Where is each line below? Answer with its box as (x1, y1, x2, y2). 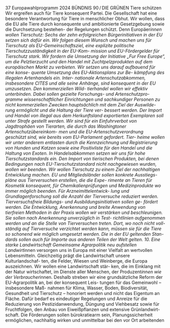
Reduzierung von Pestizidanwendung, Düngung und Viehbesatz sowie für (5, 301, 160, 307)
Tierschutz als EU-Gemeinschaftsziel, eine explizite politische (5, 43, 134, 48)
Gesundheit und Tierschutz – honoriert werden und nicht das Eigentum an (5, 290, 160, 296)
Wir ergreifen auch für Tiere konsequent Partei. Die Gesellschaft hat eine (5, 10, 157, 16)
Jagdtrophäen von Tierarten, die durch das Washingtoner (5, 123, 127, 129)
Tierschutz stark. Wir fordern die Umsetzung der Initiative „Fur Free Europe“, (5, 53, 165, 59)
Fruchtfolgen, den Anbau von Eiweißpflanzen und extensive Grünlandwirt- (5, 307, 160, 312)
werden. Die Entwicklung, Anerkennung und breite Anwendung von (5, 204, 146, 210)
